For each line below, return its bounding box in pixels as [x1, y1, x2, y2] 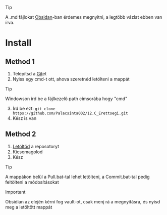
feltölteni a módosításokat [5, 179, 59, 185]
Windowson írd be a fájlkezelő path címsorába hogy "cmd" [5, 96, 128, 102]
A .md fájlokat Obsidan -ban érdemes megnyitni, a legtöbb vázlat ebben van [5, 14, 162, 20]
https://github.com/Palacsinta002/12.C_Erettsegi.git [12, 111, 128, 116]
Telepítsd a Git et [12, 71, 47, 76]
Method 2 [5, 130, 36, 139]
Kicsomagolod [12, 149, 43, 155]
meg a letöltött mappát [5, 204, 52, 210]
